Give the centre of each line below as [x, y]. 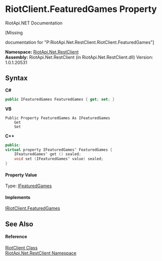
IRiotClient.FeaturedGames [33, 208]
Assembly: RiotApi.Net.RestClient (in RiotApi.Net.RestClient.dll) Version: [79, 57]
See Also [19, 224]
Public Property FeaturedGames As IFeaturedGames [58, 118]
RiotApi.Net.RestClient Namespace [41, 253]
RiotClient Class [21, 248]
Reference [16, 237]
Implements [18, 197]
